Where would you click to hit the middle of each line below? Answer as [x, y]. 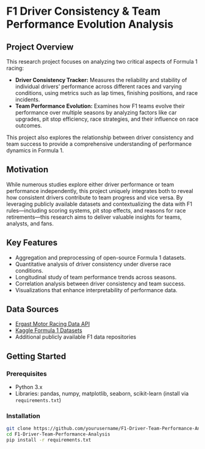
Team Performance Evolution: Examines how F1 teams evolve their [100, 106]
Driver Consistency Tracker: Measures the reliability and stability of [101, 80]
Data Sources [33, 310]
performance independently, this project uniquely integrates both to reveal [100, 191]
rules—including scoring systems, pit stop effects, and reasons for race [96, 210]
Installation [23, 416]
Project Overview [40, 47]
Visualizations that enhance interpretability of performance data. [96, 290]
